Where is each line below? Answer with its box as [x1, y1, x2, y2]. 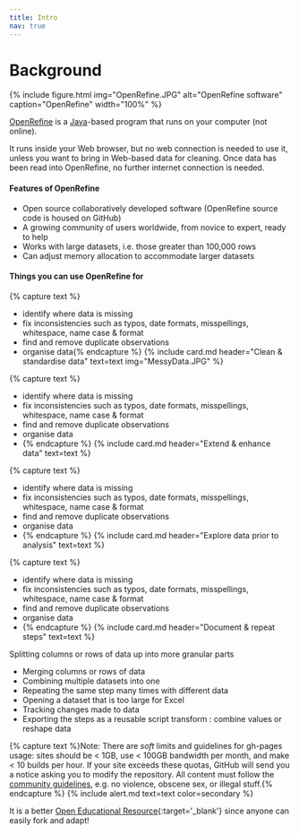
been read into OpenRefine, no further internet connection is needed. [9, 162, 265, 173]
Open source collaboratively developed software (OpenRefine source [21, 202, 278, 213]
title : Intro [9, 13, 58, 22]
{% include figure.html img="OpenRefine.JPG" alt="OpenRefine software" [9, 90, 283, 100]
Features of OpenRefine [9, 183, 100, 193]
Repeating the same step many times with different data [21, 684, 229, 695]
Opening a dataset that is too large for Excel [21, 694, 185, 705]
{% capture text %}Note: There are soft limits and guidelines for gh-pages [9, 740, 283, 751]
